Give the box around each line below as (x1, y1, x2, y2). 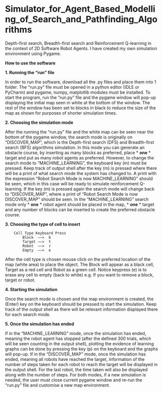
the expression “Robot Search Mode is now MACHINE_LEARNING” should (5, 176, 153, 181)
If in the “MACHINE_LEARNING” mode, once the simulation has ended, (5, 330, 146, 336)
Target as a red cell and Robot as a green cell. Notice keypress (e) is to (5, 267, 147, 273)
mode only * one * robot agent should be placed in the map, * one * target (5, 201, 155, 207)
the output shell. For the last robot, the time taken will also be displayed (5, 367, 148, 373)
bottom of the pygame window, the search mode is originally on (5, 134, 133, 140)
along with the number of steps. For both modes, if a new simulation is (5, 372, 146, 377)
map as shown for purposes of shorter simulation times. (5, 110, 117, 116)
